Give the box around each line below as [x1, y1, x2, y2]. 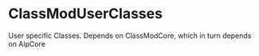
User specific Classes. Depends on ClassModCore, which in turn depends [8, 31, 252, 40]
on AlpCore [8, 39, 46, 48]
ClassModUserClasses [8, 5, 163, 23]
